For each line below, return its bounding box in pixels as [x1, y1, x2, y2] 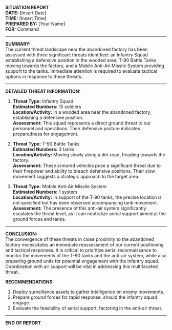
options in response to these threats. [5, 74, 83, 79]
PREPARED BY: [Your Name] [5, 20, 66, 27]
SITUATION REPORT [5, 5, 49, 10]
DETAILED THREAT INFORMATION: [5, 88, 81, 94]
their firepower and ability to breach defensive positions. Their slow [12, 168, 155, 174]
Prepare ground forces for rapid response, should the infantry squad [12, 294, 158, 300]
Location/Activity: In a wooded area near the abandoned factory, [12, 109, 152, 115]
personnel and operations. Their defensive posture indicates [12, 126, 140, 131]
